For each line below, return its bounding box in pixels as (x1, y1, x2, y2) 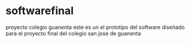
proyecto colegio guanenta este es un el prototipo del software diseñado (5, 24, 185, 31)
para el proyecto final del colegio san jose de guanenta (5, 29, 141, 37)
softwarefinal (5, 4, 74, 18)
